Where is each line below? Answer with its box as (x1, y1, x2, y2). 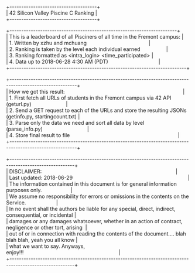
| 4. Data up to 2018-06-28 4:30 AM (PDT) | (6, 58, 160, 65)
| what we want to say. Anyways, (6, 243, 85, 250)
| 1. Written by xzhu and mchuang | (6, 39, 150, 46)
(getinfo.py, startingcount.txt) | (6, 113, 80, 120)
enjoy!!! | (6, 249, 121, 255)
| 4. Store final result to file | (6, 132, 180, 138)
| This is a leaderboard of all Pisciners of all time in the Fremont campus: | (6, 33, 184, 40)
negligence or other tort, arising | (6, 224, 87, 231)
